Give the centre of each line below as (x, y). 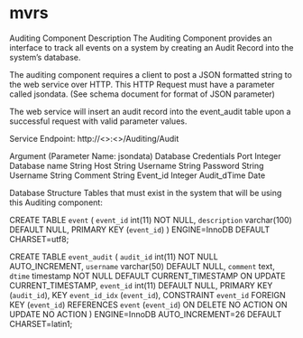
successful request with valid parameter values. (98, 121)
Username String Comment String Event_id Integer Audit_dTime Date (138, 175)
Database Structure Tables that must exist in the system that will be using (146, 192)
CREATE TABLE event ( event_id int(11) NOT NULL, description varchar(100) (151, 220)
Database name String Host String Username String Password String (137, 165)
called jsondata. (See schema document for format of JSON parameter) (142, 94)
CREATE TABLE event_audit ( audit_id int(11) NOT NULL (114, 257)
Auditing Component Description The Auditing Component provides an (141, 38)
